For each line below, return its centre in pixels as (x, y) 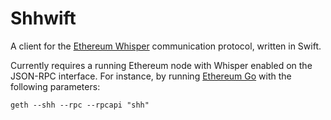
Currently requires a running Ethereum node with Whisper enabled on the (161, 65)
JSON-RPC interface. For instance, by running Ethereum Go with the (151, 76)
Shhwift (43, 18)
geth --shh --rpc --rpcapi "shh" (80, 105)
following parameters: (55, 86)
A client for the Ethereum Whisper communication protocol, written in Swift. (166, 46)
